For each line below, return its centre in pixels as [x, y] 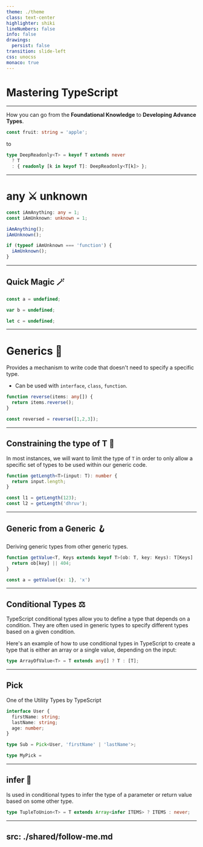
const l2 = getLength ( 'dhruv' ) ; [47, 504]
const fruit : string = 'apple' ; [47, 133]
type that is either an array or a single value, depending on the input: [92, 650]
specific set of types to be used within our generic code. [77, 464]
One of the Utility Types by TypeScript [54, 700]
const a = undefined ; [34, 299]
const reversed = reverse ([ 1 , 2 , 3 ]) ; [52, 419]
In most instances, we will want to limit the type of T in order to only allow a [100, 458]
